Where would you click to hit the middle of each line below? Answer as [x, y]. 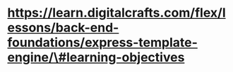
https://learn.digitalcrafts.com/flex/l [116, 13]
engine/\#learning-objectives [96, 58]
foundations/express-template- [102, 43]
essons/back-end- [63, 28]
